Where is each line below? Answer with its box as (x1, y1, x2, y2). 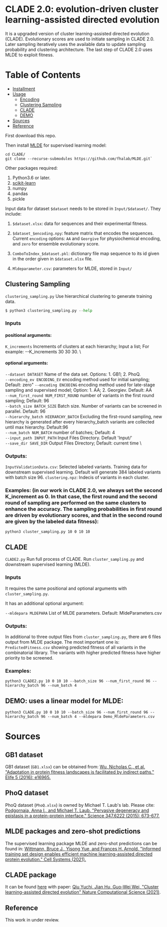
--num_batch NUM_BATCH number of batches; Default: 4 (5, 429, 116, 435)
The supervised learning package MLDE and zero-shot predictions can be (5, 840, 158, 846)
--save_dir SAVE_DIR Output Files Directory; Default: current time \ (5, 440, 142, 446)
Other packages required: (5, 165, 58, 171)
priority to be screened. (5, 655, 54, 661)
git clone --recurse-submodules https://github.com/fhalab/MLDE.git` (5, 156, 153, 161)
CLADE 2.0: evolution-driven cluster (5, 3, 159, 15)
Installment (12, 86, 35, 92)
